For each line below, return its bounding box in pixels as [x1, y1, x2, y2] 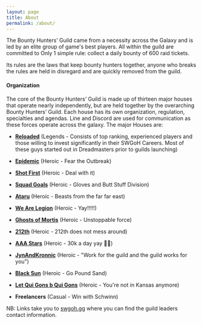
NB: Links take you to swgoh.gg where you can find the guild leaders [6, 304, 178, 312]
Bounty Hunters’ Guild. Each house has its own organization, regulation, [6, 108, 185, 115]
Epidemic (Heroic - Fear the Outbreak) [15, 157, 112, 164]
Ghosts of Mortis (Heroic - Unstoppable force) [15, 216, 132, 223]
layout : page [6, 8, 39, 15]
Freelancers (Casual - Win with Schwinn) [15, 293, 119, 300]
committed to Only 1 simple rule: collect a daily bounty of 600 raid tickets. [6, 50, 189, 57]
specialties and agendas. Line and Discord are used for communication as [6, 115, 191, 122]
